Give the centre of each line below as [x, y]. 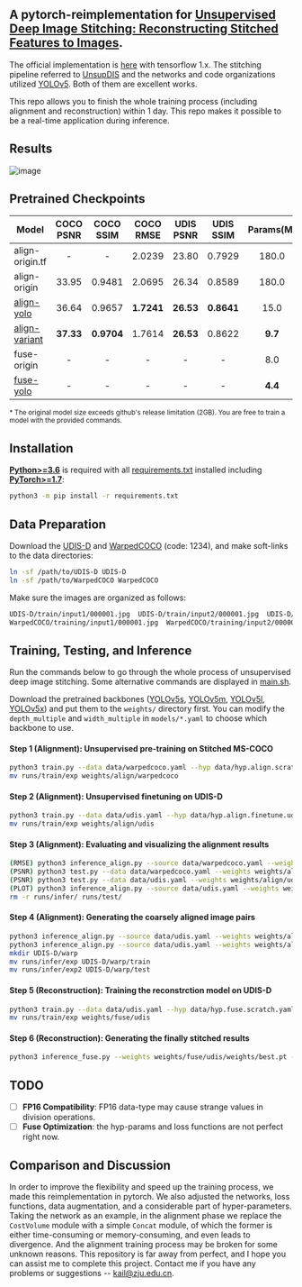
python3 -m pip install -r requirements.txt [94, 496]
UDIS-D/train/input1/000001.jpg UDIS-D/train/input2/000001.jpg [134, 614]
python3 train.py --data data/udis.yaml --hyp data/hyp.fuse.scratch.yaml [152, 1009]
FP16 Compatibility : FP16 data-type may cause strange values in [142, 1107]
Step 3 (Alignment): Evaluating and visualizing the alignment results [139, 844]
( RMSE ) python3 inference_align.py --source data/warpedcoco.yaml [136, 863]
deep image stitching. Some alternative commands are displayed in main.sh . [151, 682]
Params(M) [272, 230]
